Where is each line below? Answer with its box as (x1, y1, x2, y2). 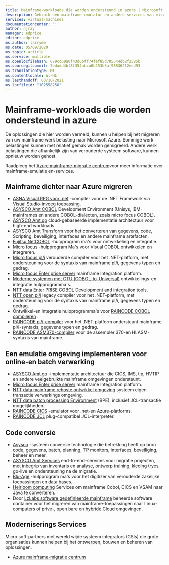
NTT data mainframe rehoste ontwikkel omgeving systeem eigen (12, 387, 147, 393)
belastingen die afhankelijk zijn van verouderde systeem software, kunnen (5, 147, 159, 154)
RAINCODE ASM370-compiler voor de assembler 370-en (12, 329, 131, 335)
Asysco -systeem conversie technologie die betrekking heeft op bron (12, 442, 156, 447)
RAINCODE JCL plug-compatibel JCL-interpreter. (12, 413, 115, 419)
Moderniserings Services (5, 520, 87, 529)
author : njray (5, 26, 35, 31)
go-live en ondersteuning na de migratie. (12, 468, 97, 474)
